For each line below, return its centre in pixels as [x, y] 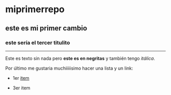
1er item [21, 78]
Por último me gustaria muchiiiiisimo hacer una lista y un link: [69, 68]
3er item [21, 88]
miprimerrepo [35, 9]
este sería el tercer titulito [38, 43]
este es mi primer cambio [46, 28]
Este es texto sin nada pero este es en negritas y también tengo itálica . [80, 58]
